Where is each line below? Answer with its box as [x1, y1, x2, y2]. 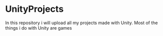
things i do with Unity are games [5, 25, 72, 31]
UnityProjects [5, 3, 64, 15]
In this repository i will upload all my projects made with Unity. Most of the [5, 20, 158, 26]
